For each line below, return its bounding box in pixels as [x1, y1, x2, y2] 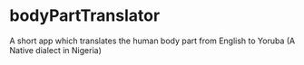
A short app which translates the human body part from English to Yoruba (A [9, 35, 296, 46]
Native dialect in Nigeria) [9, 44, 103, 55]
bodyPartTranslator [9, 5, 161, 26]
